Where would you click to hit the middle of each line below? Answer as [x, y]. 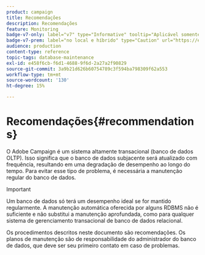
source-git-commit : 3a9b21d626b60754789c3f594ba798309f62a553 [87, 69]
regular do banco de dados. [41, 177]
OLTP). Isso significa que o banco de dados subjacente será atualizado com [102, 158]
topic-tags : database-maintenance [50, 57]
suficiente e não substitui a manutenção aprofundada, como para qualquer [100, 214]
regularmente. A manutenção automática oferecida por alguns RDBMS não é [103, 207]
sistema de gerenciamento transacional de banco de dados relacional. [95, 220]
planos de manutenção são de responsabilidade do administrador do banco [101, 238]
